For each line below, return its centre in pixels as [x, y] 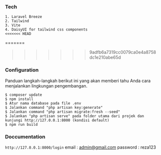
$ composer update [24, 95]
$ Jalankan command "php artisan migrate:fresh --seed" [63, 112]
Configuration [22, 70]
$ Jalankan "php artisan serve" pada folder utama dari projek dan [75, 116]
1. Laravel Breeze [24, 17]
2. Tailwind [17, 21]
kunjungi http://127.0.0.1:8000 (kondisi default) [57, 120]
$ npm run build [21, 124]
